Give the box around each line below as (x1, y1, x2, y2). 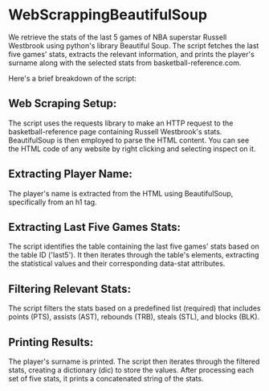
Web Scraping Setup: (8, 97, 117, 110)
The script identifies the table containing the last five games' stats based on (8, 241, 259, 251)
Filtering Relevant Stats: (8, 282, 131, 295)
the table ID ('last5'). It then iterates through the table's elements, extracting (8, 250, 259, 260)
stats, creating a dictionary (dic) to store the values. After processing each (8, 365, 255, 375)
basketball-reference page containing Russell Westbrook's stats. (8, 126, 222, 136)
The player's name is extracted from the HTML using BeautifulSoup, (8, 188, 234, 198)
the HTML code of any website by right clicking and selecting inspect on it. (8, 143, 256, 154)
